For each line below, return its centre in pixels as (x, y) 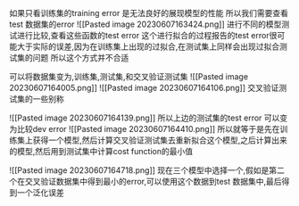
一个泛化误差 (40, 193)
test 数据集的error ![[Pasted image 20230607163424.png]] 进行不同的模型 (145, 24)
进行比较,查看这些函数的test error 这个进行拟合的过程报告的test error (143, 35)
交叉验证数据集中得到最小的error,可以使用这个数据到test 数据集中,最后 (154, 181)
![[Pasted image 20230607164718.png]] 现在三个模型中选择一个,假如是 (139, 170)
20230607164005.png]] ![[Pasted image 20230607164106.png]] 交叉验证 (144, 88)
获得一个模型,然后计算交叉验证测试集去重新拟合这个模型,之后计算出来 (160, 140)
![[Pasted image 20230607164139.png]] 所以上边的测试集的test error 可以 (145, 118)
